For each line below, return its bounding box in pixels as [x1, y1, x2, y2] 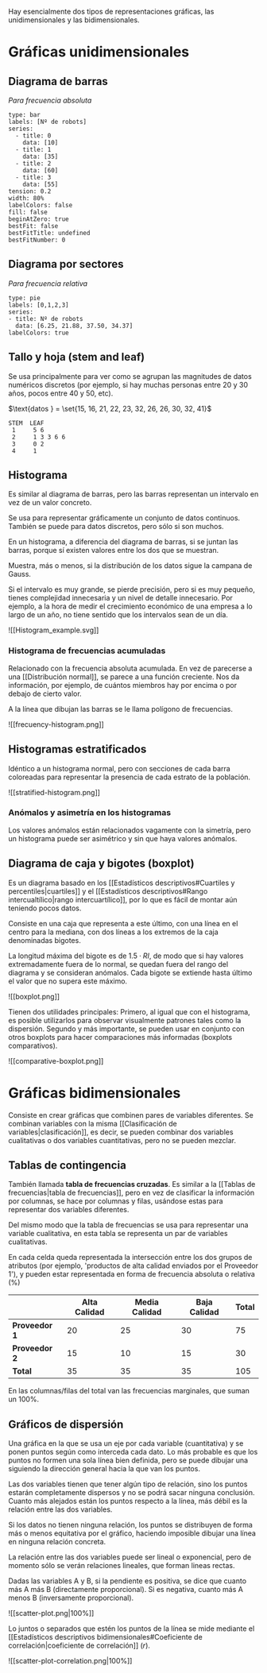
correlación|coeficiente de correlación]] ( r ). [8, 1640, 151, 1651]
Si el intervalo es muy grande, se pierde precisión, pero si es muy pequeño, [8, 585, 256, 594]
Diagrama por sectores [8, 257, 125, 271]
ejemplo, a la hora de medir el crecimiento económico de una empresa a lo [8, 601, 253, 611]
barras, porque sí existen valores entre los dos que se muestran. [8, 546, 219, 555]
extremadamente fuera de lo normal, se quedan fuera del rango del [8, 959, 229, 968]
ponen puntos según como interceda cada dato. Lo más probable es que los [8, 1447, 258, 1457]
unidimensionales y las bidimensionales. [8, 15, 141, 25]
